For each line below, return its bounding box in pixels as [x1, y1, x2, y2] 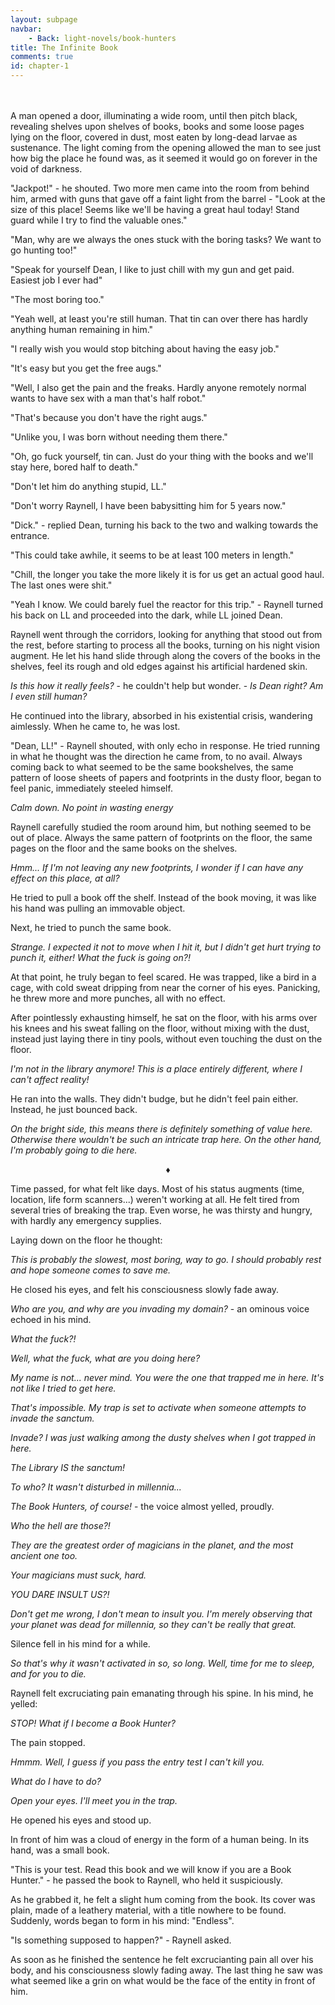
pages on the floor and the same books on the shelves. [10, 842, 238, 854]
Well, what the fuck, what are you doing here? [10, 1352, 201, 1364]
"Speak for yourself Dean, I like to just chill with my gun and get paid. [10, 264, 295, 275]
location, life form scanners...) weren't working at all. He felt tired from [10, 1194, 300, 1205]
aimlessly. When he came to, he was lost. [10, 721, 181, 732]
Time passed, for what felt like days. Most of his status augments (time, [10, 1183, 305, 1195]
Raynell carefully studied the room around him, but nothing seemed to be [10, 821, 312, 833]
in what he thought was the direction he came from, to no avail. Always [10, 751, 303, 762]
